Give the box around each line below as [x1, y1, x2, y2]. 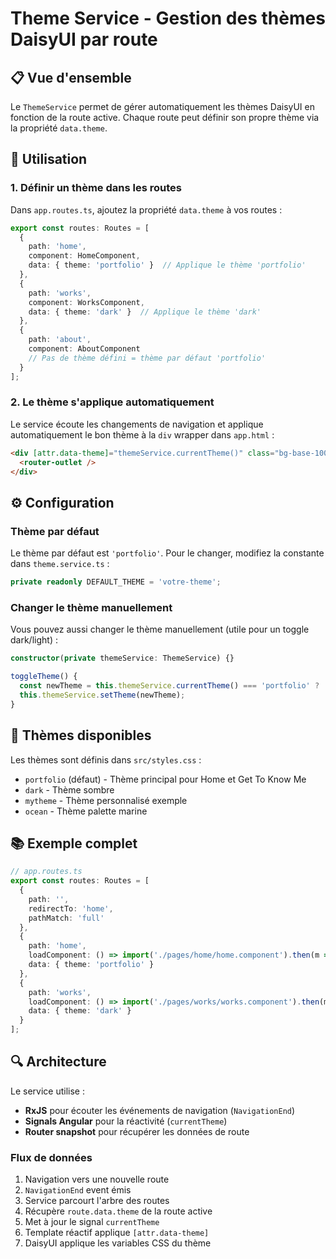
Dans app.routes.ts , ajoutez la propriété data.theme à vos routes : [10, 203, 283, 216]
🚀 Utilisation [10, 151, 88, 168]
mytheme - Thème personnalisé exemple [24, 794, 188, 806]
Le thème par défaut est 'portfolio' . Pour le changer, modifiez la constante [10, 547, 325, 559]
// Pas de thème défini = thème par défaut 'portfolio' [28, 353, 267, 363]
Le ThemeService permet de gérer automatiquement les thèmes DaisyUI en [10, 101, 315, 112]
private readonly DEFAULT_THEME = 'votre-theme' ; [10, 577, 222, 587]
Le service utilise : [10, 1085, 85, 1097]
